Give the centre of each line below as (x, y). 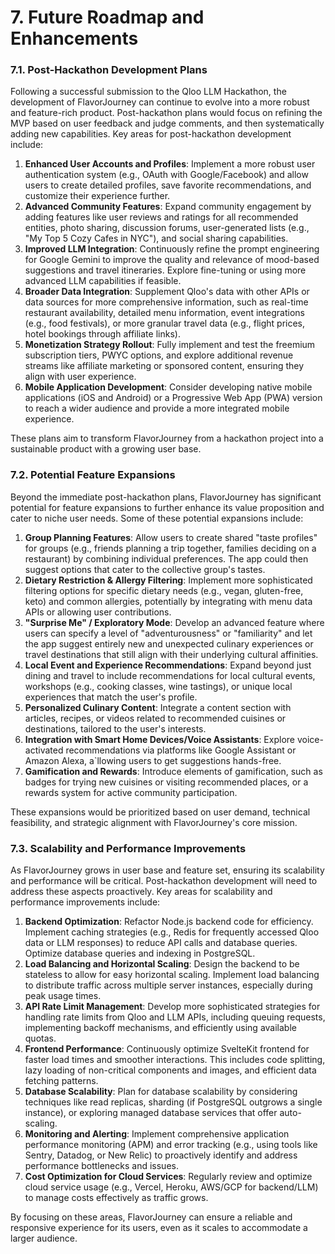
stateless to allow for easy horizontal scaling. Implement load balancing (172, 975)
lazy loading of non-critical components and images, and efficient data (170, 1070)
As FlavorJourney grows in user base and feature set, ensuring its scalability (167, 870)
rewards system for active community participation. (131, 792)
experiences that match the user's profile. (111, 697)
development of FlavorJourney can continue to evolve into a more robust (160, 102)
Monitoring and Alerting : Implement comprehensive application (157, 1134)
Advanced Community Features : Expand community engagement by (168, 207)
